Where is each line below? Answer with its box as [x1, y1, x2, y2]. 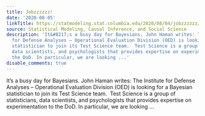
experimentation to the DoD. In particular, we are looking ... [6, 103, 154, 110]
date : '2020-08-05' [6, 15, 56, 21]
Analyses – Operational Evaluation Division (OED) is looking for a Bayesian [6, 83, 193, 90]
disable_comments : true [6, 60, 67, 66]
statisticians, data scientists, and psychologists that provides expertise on [6, 96, 192, 104]
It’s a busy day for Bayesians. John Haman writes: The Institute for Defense [6, 77, 195, 84]
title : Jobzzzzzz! [6, 9, 53, 15]
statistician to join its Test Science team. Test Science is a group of [6, 90, 176, 97]
